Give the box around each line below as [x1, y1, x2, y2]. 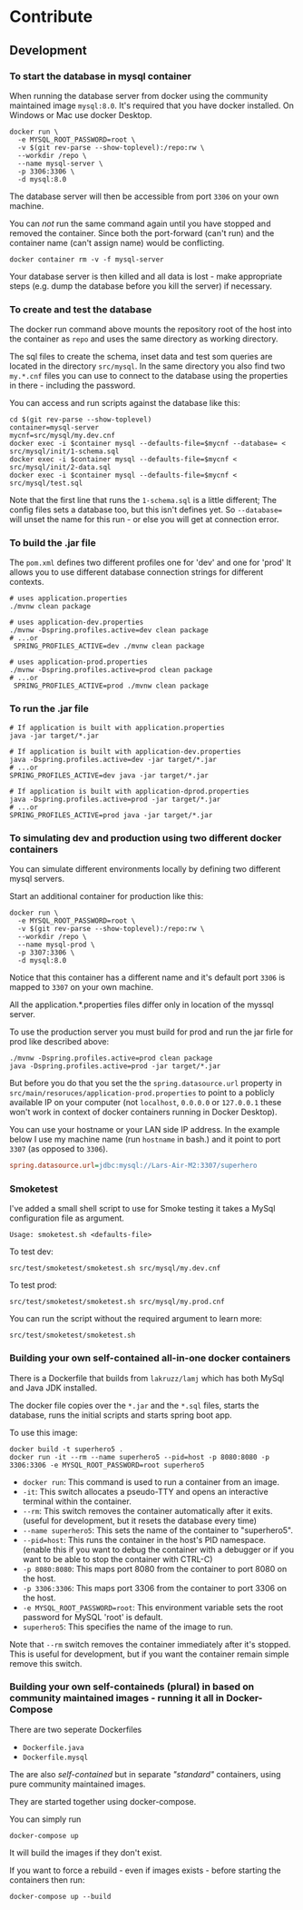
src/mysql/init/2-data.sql [9, 463, 112, 472]
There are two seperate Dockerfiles [9, 1724, 142, 1735]
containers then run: [9, 1874, 85, 1885]
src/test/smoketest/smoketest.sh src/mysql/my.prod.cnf [9, 1297, 225, 1307]
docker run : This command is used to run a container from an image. [22, 1476, 279, 1487]
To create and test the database [9, 302, 152, 315]
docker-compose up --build [9, 1892, 112, 1901]
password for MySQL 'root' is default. [22, 1611, 163, 1622]
